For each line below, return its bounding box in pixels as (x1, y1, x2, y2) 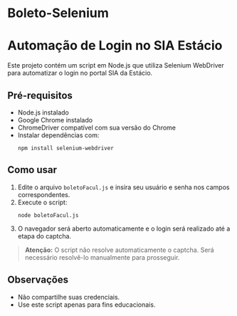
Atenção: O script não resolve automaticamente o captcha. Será (24, 246, 215, 254)
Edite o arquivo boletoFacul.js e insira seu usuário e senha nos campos (17, 183, 230, 191)
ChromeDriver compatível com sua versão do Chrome (17, 123, 177, 132)
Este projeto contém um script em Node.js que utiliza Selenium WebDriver (7, 61, 224, 70)
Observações (7, 274, 69, 286)
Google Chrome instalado (17, 115, 93, 124)
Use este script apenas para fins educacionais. (17, 300, 156, 309)
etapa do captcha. (17, 231, 72, 240)
